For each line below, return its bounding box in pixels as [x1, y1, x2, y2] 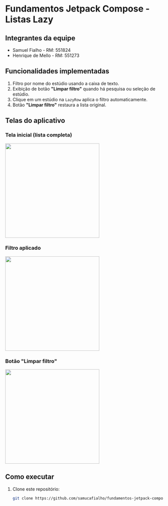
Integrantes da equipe [5, 34, 76, 42]
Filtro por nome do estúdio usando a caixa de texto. [12, 80, 119, 86]
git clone [12, 495, 34, 501]
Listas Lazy [5, 14, 54, 25]
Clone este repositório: [12, 486, 60, 492]
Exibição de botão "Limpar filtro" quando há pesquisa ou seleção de [12, 86, 155, 92]
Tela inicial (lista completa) [5, 131, 72, 138]
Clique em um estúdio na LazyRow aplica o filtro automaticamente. [12, 96, 148, 102]
